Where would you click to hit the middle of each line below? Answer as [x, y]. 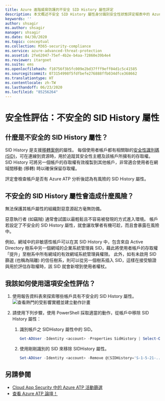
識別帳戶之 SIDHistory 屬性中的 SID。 [57, 329]
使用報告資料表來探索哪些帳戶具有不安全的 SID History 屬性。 [74, 296]
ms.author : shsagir [25, 28]
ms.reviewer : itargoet [28, 60]
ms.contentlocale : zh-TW [30, 83]
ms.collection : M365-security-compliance [48, 46]
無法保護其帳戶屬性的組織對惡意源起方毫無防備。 [55, 209]
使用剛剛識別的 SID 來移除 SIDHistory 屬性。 [64, 348]
